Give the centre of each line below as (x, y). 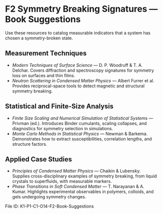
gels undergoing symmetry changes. (49, 197)
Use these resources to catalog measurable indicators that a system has (78, 33)
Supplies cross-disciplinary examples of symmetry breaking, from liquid (84, 176)
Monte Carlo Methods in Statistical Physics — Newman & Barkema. (80, 134)
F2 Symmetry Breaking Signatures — (81, 9)
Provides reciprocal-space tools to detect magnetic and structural (78, 86)
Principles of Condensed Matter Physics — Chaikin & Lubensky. (76, 171)
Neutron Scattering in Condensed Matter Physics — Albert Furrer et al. (83, 80)
